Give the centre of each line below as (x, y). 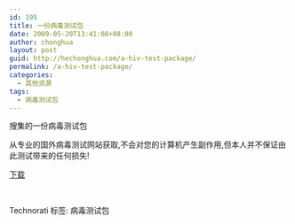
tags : (19, 91)
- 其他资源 (35, 83)
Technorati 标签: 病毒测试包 (60, 211)
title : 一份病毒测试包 (47, 26)
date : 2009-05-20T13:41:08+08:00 (71, 34)
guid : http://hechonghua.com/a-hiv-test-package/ (103, 58)
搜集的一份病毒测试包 (48, 126)
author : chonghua (41, 42)
